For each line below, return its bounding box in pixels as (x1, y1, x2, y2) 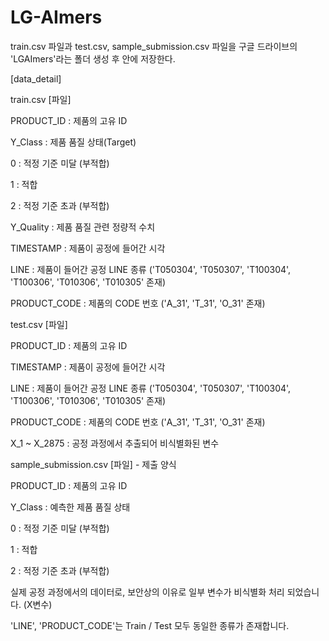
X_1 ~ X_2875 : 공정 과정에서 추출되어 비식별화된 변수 (10, 437, 220, 449)
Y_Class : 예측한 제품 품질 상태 (10, 501, 131, 513)
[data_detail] (10, 72, 62, 85)
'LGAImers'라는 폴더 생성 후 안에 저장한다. (10, 52, 176, 65)
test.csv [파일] (10, 318, 68, 330)
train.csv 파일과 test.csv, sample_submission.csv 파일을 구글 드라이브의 (10, 40, 298, 52)
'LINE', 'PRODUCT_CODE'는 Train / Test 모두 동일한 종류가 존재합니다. (10, 619, 290, 631)
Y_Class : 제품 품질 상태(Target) (10, 136, 137, 148)
